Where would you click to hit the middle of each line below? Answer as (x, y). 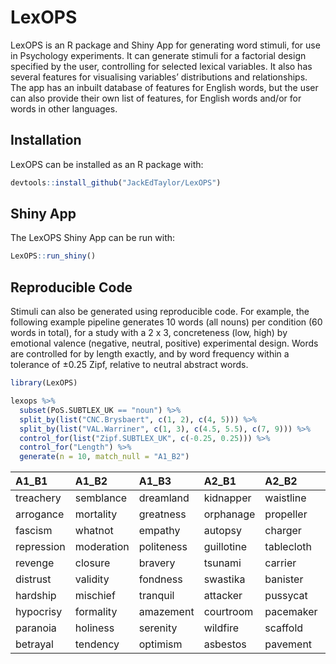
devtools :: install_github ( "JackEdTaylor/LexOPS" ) (116, 182)
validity (92, 579)
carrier (280, 563)
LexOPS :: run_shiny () (53, 256)
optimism (160, 644)
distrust (33, 579)
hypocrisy (39, 612)
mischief (95, 596)
